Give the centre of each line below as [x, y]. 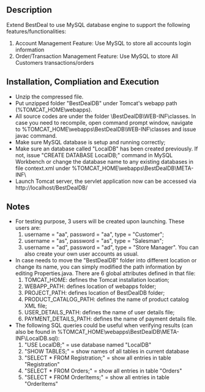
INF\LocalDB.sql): [37, 338]
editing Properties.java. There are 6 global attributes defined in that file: [105, 273]
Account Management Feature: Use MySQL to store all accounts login [103, 43]
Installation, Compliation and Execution [83, 82]
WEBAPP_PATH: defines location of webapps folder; [90, 286]
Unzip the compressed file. [49, 97]
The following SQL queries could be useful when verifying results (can [104, 325]
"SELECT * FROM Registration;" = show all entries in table [98, 358]
